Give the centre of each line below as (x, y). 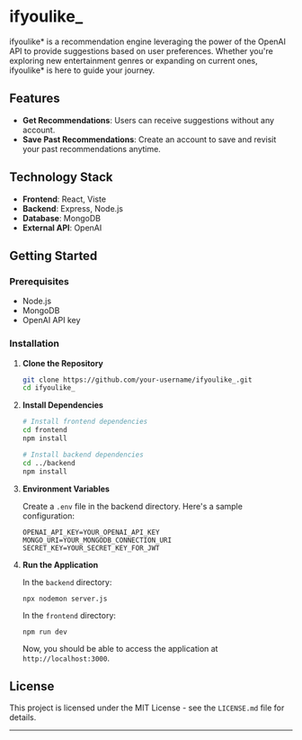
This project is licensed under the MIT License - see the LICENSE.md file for (147, 708)
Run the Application (60, 564)
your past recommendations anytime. (92, 149)
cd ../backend (49, 463)
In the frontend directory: (69, 615)
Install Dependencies (62, 405)
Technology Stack (61, 177)
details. (23, 717)
